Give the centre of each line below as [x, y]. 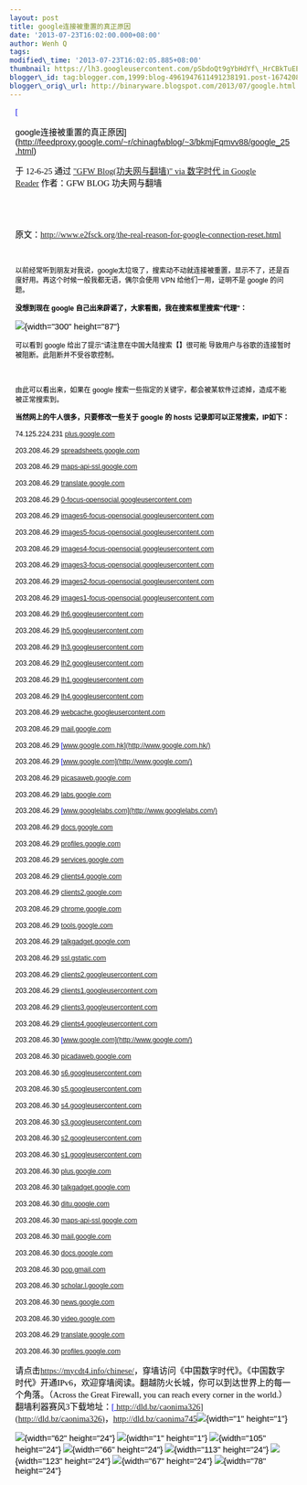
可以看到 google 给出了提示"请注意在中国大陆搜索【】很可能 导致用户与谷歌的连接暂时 [153, 345]
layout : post [34, 18]
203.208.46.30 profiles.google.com [68, 1351]
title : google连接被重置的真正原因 [70, 27]
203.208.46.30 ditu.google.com [62, 1203]
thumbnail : [30, 69]
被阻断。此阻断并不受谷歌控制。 [67, 355]
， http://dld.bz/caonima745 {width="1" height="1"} [196, 1419]
